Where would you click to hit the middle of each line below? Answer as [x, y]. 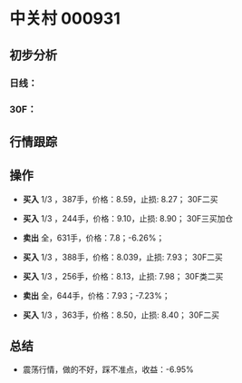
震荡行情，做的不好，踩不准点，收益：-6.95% [108, 369]
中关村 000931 [65, 19]
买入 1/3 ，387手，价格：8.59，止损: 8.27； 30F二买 [120, 199]
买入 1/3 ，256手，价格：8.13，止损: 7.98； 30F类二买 [123, 276]
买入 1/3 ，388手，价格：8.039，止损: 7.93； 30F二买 [123, 257]
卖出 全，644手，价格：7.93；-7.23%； [96, 295]
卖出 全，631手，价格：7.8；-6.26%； [93, 238]
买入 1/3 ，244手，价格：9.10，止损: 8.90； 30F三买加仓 [128, 218]
